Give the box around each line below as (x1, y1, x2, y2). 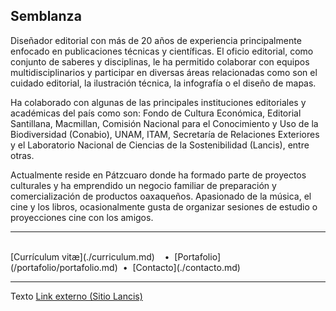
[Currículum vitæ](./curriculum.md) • (10, 250, 170, 263)
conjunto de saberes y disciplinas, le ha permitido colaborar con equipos (10, 55, 310, 68)
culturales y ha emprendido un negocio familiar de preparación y (10, 179, 277, 191)
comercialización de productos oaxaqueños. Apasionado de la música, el (10, 190, 312, 202)
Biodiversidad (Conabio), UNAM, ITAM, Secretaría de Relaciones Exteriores (10, 128, 320, 140)
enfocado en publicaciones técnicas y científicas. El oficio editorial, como (10, 45, 314, 57)
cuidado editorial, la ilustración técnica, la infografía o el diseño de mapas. (10, 77, 317, 89)
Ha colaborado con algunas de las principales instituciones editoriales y (10, 96, 307, 108)
